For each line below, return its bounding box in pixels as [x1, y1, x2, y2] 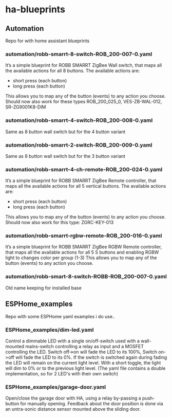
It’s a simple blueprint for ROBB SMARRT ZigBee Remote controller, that [5, 177, 157, 184]
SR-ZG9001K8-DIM [5, 104, 46, 110]
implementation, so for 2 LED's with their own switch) [5, 370, 119, 376]
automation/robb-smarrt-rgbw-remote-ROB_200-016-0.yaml [5, 232, 162, 240]
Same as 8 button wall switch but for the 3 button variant [5, 153, 126, 159]
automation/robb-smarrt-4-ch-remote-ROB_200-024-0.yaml [5, 166, 163, 173]
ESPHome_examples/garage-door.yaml [5, 383, 106, 390]
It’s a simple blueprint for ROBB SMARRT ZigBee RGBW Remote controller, [5, 244, 162, 250]
